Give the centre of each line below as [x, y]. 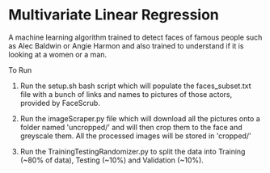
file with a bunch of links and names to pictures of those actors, [126, 94]
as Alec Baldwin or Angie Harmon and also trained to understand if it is [126, 45]
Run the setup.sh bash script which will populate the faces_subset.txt [136, 86]
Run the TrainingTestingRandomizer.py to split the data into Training [133, 151]
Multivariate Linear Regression [114, 15]
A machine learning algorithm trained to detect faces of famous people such [135, 37]
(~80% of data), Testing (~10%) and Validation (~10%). [112, 160]
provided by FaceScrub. [60, 103]
